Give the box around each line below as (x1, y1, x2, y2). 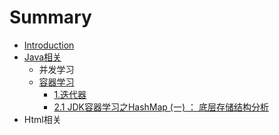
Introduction (23, 39, 75, 51)
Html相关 (23, 113, 62, 125)
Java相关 (23, 51, 62, 63)
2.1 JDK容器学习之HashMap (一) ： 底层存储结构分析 (53, 101, 269, 113)
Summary (9, 6, 92, 29)
